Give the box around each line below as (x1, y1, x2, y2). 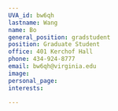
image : (8, 70, 30, 77)
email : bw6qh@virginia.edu (8, 63, 97, 70)
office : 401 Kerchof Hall (8, 48, 93, 55)
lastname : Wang (8, 19, 58, 27)
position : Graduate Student (8, 41, 101, 48)
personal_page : (8, 77, 58, 84)
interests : (8, 84, 44, 92)
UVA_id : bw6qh (8, 11, 55, 20)
